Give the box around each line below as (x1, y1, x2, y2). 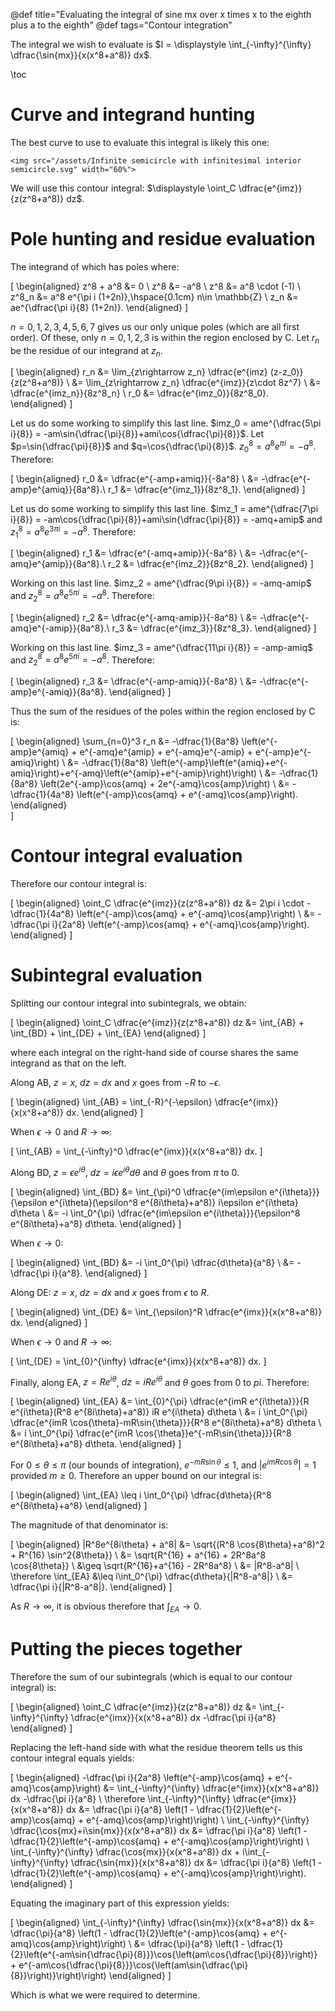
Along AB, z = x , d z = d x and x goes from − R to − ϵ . (10, 1077, 222, 1089)
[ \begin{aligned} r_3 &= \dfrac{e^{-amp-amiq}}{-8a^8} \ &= (10, 675, 258, 688)
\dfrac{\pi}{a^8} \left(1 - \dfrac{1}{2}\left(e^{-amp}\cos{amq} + (10, 1927, 269, 1939)
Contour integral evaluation (10, 845, 243, 868)
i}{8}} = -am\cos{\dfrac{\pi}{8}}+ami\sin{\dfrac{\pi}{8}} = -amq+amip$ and (10, 513, 323, 525)
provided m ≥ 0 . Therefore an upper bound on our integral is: (10, 1470, 263, 1482)
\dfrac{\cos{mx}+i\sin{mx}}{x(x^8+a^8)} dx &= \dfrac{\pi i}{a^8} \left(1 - (10, 1824, 308, 1836)
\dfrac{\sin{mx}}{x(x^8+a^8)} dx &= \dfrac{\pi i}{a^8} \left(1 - (70, 1856, 323, 1868)
